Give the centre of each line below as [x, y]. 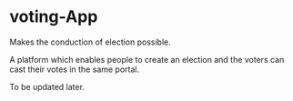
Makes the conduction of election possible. [90, 42]
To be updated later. [47, 86]
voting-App [54, 17]
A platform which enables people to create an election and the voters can [147, 59]
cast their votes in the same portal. [75, 69]
